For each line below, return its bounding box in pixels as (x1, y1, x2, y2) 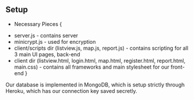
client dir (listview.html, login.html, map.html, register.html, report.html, (14, 57, 186, 64)
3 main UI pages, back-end (14, 50, 80, 58)
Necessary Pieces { (14, 20, 63, 27)
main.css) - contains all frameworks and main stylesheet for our (14, 63, 170, 70)
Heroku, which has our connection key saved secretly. (5, 87, 137, 94)
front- (170, 63, 185, 70)
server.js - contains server (14, 32, 78, 39)
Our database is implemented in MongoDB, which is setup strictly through (5, 81, 185, 88)
